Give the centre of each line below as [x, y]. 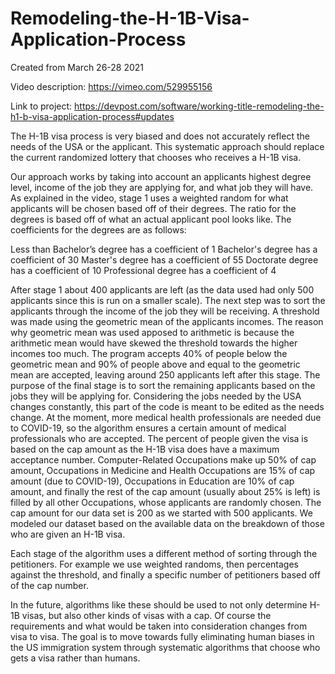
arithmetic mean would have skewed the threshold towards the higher [154, 343]
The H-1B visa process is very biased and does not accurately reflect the [160, 136]
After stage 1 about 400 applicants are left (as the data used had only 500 [162, 289]
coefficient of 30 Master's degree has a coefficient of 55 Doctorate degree [164, 259]
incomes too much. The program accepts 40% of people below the [149, 353]
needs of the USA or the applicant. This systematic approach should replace [167, 146]
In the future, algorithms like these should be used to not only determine [159, 604]
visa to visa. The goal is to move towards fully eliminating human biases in [162, 636]
